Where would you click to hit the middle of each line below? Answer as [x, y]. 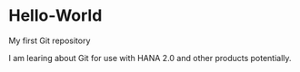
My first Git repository [50, 40]
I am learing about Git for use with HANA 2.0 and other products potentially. [150, 58]
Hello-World [55, 16]
